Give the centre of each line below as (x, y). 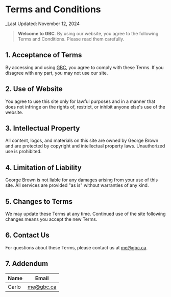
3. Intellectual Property (43, 128)
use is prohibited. (23, 152)
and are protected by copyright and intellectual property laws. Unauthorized (85, 146)
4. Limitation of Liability (43, 167)
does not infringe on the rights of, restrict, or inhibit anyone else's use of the (85, 107)
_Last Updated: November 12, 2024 (43, 24)
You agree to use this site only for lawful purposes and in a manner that (80, 101)
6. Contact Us (27, 235)
